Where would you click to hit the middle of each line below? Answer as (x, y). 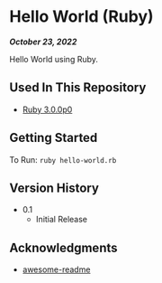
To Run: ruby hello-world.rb (63, 159)
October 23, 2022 (43, 42)
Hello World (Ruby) (82, 17)
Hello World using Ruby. (54, 59)
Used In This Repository (78, 88)
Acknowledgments (64, 247)
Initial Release (62, 220)
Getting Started (54, 138)
